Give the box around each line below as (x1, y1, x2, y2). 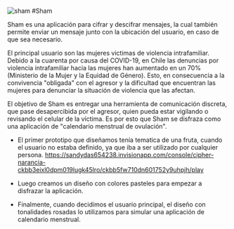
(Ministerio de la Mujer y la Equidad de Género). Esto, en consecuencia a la (7, 71, 225, 79)
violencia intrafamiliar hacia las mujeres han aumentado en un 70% (7, 64, 202, 72)
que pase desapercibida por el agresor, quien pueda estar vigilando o (7, 107, 209, 115)
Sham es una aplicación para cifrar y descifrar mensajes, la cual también (7, 20, 218, 28)
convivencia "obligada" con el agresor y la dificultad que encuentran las (7, 79, 216, 87)
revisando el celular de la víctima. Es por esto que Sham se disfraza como (7, 115, 221, 123)
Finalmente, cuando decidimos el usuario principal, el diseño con (17, 200, 206, 209)
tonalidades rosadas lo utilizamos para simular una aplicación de (17, 208, 205, 216)
